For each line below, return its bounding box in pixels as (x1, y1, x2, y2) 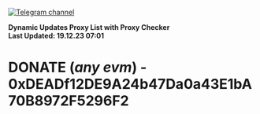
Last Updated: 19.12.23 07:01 (8, 31, 105, 40)
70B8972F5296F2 (8, 92, 129, 110)
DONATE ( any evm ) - (8, 59, 147, 76)
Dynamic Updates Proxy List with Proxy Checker (8, 23, 170, 31)
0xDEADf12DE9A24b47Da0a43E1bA (8, 75, 252, 94)
